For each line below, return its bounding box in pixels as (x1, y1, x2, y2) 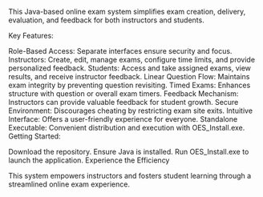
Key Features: (8, 31, 54, 40)
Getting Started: (8, 131, 62, 141)
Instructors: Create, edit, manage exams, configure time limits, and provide (8, 55, 255, 64)
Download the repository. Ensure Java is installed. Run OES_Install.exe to (8, 147, 249, 156)
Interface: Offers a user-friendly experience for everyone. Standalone (8, 115, 238, 123)
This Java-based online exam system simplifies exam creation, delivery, (8, 7, 246, 16)
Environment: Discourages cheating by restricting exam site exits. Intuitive (8, 106, 253, 115)
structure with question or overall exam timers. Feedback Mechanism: (8, 89, 239, 98)
